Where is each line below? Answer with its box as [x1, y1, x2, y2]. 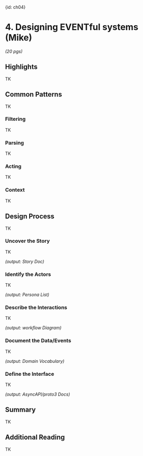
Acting [5, 163, 22, 170]
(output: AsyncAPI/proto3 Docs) [5, 391, 71, 398]
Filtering [5, 116, 26, 123]
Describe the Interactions [5, 304, 68, 311]
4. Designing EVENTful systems [5, 22, 139, 33]
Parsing [5, 139, 24, 146]
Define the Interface [5, 370, 54, 377]
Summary [5, 405, 36, 414]
